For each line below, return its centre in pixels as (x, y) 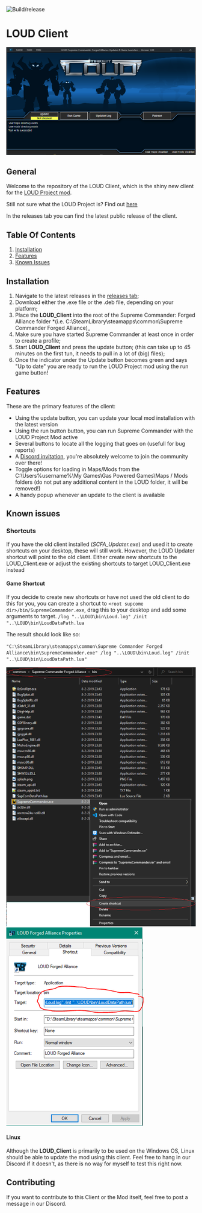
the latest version (36, 424)
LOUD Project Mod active (46, 437)
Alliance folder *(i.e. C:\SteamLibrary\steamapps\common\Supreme (99, 321)
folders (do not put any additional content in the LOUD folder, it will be (101, 482)
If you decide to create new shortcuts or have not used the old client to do (98, 597)
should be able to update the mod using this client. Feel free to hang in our (98, 1157)
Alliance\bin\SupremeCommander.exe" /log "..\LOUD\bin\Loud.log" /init (98, 653)
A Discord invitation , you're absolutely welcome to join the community (101, 456)
